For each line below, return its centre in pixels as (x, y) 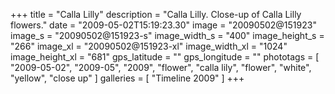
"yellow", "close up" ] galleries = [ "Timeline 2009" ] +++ (127, 78)
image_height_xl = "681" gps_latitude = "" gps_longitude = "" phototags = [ (165, 57)
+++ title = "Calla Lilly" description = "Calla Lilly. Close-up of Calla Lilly (156, 14)
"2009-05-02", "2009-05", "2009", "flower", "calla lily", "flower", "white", (161, 67)
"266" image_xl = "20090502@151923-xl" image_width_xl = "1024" (149, 46)
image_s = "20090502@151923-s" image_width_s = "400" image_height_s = (167, 35)
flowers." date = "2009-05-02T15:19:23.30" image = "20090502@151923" (163, 25)
